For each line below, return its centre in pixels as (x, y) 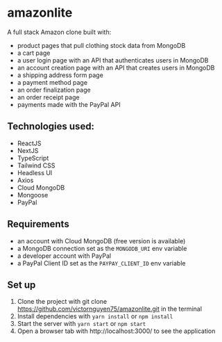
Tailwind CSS (36, 165)
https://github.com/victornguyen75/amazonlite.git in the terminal (110, 309)
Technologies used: (51, 127)
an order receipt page (48, 97)
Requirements (38, 224)
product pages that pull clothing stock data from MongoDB (101, 45)
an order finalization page (54, 90)
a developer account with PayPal (64, 256)
